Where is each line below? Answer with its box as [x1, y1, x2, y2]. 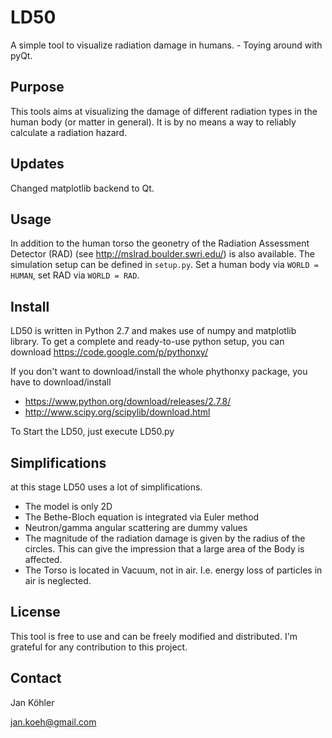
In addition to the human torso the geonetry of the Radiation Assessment [10, 237, 310, 250]
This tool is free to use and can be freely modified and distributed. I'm [10, 630, 298, 642]
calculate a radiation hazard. [10, 126, 128, 138]
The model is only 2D [24, 501, 113, 512]
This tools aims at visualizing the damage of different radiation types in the [10, 105, 318, 117]
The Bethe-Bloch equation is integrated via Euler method [24, 511, 260, 523]
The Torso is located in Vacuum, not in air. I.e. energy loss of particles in [24, 564, 323, 576]
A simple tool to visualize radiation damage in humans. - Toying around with [10, 39, 323, 51]
